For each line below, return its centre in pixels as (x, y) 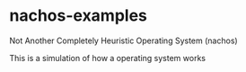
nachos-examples (79, 16)
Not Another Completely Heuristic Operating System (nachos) (123, 40)
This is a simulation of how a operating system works (108, 58)
